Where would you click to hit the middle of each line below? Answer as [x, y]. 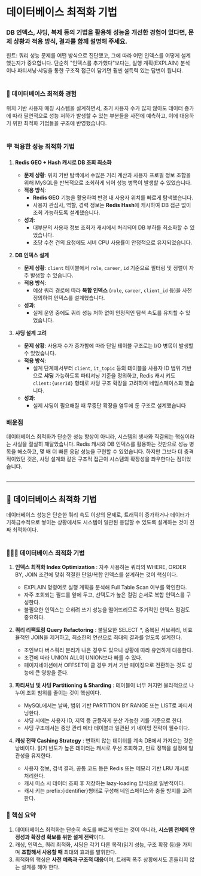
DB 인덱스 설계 [32, 255]
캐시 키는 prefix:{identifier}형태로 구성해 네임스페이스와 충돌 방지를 [102, 791]
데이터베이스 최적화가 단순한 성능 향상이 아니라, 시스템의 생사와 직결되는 [90, 437]
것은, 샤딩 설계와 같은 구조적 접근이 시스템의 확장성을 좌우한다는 [101, 459]
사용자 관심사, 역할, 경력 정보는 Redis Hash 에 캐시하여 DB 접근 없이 [112, 205]
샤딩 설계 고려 [31, 333]
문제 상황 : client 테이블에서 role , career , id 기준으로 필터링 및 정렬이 [106, 268]
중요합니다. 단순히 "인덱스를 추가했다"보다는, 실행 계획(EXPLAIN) [103, 63]
